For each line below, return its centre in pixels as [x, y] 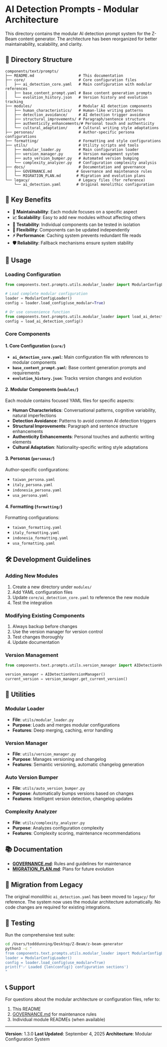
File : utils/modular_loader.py [43, 720]
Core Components [28, 334]
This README [27, 1009]
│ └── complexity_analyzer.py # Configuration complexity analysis [81, 163]
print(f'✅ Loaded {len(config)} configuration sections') [67, 967]
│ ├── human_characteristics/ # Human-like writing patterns [74, 110]
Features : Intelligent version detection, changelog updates [72, 799]
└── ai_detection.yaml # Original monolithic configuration [84, 184]
